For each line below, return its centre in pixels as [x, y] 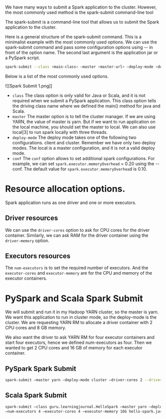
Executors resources [38, 256]
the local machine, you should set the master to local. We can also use [84, 127]
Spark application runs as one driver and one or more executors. [71, 203]
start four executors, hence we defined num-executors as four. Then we [79, 342]
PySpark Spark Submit [41, 368]
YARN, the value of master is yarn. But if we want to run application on [84, 122]
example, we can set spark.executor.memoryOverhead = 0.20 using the [83, 164]
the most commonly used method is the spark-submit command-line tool [79, 12]
